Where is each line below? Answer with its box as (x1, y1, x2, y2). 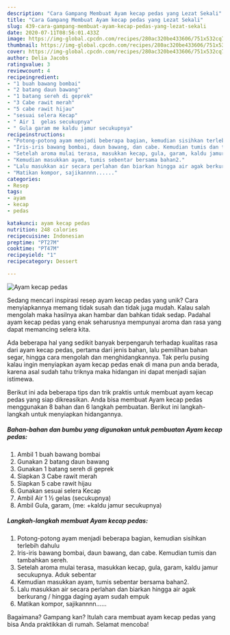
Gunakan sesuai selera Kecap (16, 486, 101, 495)
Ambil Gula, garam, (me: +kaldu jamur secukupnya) (16, 501, 162, 509)
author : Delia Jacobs (7, 55, 69, 62)
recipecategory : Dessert (7, 258, 78, 265)
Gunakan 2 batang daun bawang (16, 457, 110, 466)
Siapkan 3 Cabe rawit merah (16, 472, 98, 480)
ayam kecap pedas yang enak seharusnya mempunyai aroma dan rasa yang (7, 318, 222, 326)
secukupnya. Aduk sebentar (16, 570, 97, 579)
